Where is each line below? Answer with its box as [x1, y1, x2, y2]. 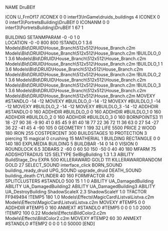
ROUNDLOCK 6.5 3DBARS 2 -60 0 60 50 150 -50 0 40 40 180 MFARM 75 [5, 146, 156, 152]
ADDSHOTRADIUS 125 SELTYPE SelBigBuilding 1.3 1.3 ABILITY [5, 151, 134, 157]
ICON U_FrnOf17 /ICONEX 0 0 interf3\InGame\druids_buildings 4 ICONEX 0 [5, 14, 160, 20]
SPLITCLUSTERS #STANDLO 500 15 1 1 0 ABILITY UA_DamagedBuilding [5, 178, 154, 184]
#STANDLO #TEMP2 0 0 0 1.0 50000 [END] [5, 220, 95, 226]
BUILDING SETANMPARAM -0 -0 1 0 [5, 35, 80, 40]
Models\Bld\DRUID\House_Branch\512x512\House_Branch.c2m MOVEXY [5, 93, 155, 99]
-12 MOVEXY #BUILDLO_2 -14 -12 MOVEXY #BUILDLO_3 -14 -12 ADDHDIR [5, 104, 159, 109]
